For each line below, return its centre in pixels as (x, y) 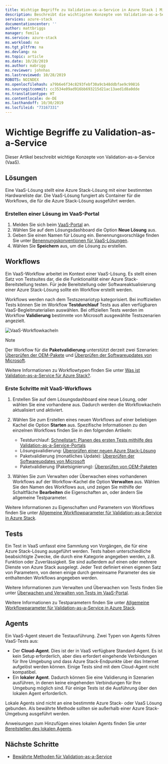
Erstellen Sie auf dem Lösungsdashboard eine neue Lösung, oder (80, 399)
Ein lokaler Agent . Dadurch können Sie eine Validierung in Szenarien (83, 677)
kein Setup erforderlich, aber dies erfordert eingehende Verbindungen (85, 656)
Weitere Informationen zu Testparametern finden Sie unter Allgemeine (77, 602)
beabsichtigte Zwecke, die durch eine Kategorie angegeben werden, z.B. (80, 556)
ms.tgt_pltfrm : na (24, 47)
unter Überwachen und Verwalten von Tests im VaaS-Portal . (67, 593)
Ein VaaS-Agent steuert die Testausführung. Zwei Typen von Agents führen (83, 635)
